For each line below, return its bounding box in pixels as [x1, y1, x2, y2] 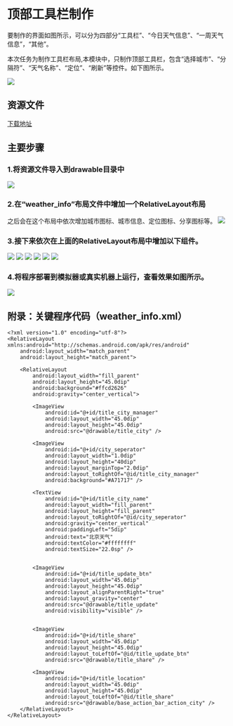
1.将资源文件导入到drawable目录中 [7, 164, 125, 174]
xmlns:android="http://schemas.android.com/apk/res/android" [7, 342, 190, 349]
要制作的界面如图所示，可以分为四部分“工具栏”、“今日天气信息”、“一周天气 [7, 31, 224, 39]
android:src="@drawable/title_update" [44, 602, 159, 609]
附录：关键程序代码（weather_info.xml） [7, 310, 187, 322]
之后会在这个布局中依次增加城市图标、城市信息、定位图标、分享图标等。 [7, 216, 216, 225]
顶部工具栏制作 [7, 6, 94, 22]
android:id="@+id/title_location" [44, 675, 146, 682]
